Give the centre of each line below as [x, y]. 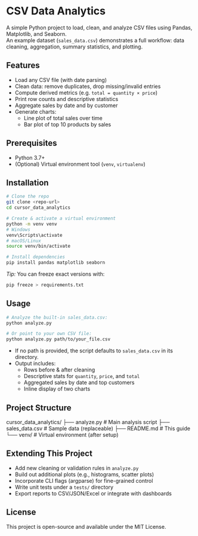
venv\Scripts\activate [34, 235]
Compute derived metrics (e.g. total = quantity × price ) [86, 92]
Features [23, 66]
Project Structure [39, 408]
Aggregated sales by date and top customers [79, 383]
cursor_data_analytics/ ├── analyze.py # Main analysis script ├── [88, 422]
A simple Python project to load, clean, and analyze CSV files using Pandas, [99, 28]
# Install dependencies [36, 257]
